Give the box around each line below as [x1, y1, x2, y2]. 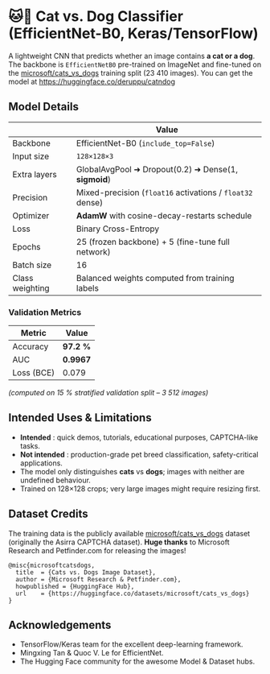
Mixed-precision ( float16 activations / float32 [76, 187, 253, 198]
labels [76, 282, 99, 293]
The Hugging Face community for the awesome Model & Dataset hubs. [19, 656, 256, 667]
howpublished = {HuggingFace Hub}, [15, 582, 135, 590]
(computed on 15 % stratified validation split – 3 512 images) [8, 388, 209, 398]
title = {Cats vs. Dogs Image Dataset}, [15, 568, 157, 577]
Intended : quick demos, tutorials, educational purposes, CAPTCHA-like [19, 432, 259, 442]
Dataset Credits [8, 507, 88, 521]
